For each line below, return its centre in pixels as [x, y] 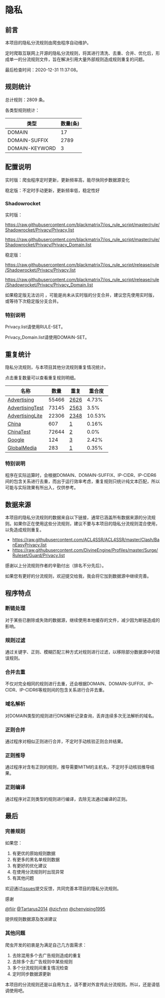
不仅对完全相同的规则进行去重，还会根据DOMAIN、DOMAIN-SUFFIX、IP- [79, 684]
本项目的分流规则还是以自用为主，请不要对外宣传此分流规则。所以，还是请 [80, 984]
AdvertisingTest [26, 408]
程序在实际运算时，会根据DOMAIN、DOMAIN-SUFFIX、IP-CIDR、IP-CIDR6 [81, 475]
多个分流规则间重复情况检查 [40, 967]
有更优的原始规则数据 [34, 853]
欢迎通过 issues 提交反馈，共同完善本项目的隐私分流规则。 [63, 888]
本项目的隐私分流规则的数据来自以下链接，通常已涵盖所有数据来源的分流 [78, 518]
